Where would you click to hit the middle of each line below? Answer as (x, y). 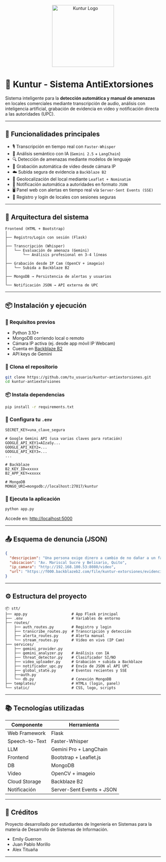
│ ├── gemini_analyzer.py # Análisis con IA (57, 653)
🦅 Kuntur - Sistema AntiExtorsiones (79, 85)
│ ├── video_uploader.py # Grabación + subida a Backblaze (74, 662)
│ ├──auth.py (21, 675)
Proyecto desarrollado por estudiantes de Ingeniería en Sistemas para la (79, 824)
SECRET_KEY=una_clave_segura (35, 430)
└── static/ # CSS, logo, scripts (61, 688)
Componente (27, 725)
